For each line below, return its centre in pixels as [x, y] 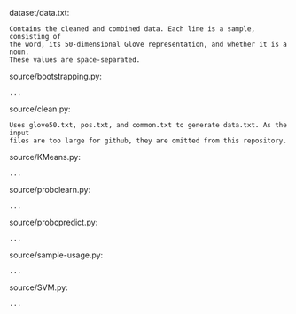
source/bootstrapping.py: [55, 76]
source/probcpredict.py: [54, 222]
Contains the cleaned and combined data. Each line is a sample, [132, 29]
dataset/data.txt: [39, 13]
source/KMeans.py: [45, 157]
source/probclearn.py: [50, 190]
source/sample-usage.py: [56, 255]
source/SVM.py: [39, 287]
